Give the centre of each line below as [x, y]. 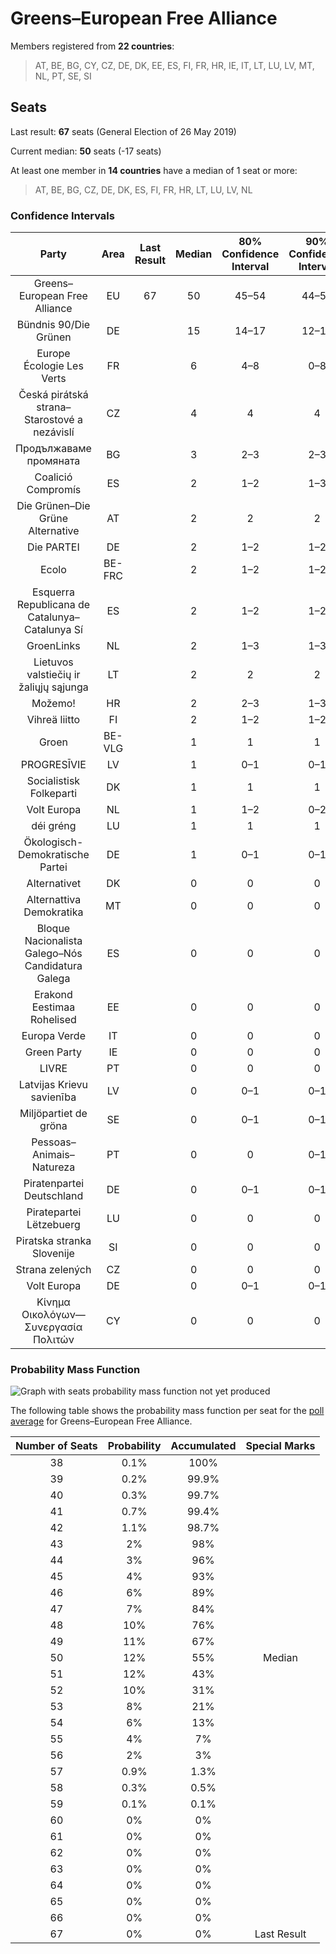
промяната [53, 461]
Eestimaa [53, 1007]
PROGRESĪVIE [53, 765]
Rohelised [53, 1020]
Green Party [53, 1052]
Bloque [53, 929]
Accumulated [203, 1446]
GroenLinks [53, 646]
